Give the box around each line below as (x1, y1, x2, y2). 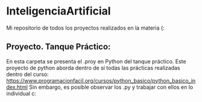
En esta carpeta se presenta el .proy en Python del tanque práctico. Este (6, 57, 186, 65)
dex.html (6, 83, 28, 91)
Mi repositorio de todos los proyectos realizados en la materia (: (6, 24, 165, 31)
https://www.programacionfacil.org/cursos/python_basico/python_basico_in (6, 77, 196, 84)
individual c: (6, 89, 36, 97)
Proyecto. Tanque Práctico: (6, 42, 111, 52)
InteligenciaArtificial (6, 4, 111, 18)
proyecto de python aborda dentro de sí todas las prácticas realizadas (6, 64, 180, 71)
